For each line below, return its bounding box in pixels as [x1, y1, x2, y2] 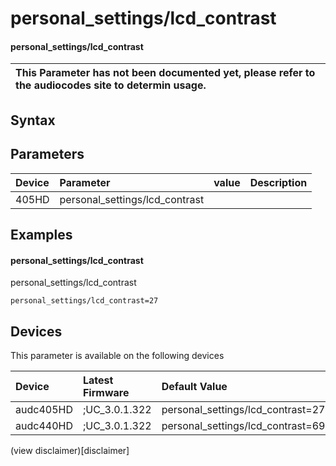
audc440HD [15, 419, 73, 432]
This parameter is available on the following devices [10, 350, 225, 361]
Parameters [10, 146, 85, 163]
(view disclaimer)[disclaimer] [10, 445, 130, 456]
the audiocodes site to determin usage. [15, 78, 207, 92]
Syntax [10, 112, 56, 129]
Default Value [161, 380, 228, 393]
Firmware [82, 386, 130, 399]
